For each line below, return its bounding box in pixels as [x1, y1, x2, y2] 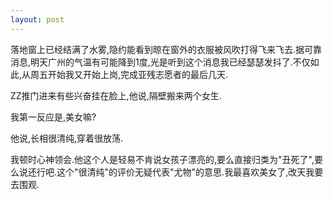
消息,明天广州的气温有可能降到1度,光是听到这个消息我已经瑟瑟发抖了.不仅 [10, 56, 311, 68]
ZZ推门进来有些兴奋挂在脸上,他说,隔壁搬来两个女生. [10, 89, 222, 101]
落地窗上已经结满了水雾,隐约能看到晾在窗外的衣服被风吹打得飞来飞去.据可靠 [10, 43, 323, 55]
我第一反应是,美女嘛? [10, 111, 97, 123]
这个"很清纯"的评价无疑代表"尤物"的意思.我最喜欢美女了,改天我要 [56, 166, 324, 178]
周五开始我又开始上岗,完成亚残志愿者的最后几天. [30, 68, 229, 80]
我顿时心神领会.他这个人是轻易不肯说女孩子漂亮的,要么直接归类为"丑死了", [10, 153, 315, 165]
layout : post [10, 14, 65, 25]
